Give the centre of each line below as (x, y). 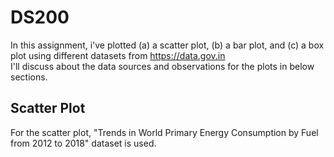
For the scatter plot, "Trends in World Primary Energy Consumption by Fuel (164, 132)
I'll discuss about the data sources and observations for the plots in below (162, 66)
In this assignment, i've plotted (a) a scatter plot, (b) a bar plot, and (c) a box (167, 45)
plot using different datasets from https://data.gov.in (118, 55)
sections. (29, 77)
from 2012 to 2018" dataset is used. (83, 143)
